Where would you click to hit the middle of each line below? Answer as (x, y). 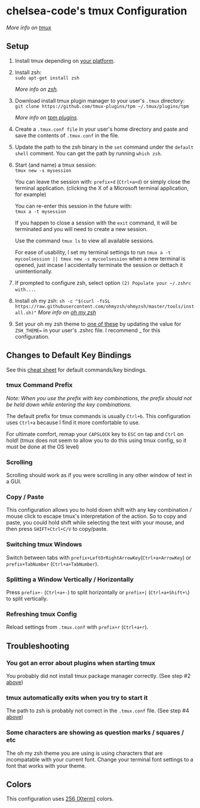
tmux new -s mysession (43, 170)
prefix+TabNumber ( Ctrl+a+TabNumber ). (53, 564)
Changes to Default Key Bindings (69, 356)
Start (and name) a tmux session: (56, 165)
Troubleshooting (38, 646)
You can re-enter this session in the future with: (73, 206)
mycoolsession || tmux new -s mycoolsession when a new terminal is (100, 259)
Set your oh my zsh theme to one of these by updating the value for (98, 324)
